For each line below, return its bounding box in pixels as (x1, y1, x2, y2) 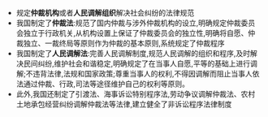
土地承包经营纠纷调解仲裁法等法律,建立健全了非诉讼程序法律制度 (15, 99, 232, 109)
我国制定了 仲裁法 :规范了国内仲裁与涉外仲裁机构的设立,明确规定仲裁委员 (15, 18, 256, 28)
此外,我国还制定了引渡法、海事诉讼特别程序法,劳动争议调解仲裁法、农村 (15, 89, 256, 98)
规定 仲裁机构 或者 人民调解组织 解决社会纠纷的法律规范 (15, 8, 195, 17)
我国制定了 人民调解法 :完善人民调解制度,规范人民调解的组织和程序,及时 (15, 49, 250, 58)
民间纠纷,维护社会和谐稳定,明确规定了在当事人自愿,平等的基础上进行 (23, 58, 250, 68)
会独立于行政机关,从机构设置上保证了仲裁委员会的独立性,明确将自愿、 (15, 28, 249, 37)
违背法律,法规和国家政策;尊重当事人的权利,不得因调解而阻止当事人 (32, 69, 253, 78)
